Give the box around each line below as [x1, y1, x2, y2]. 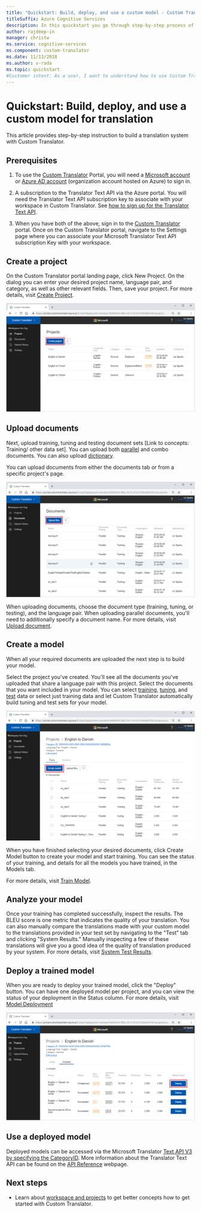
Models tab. [6, 865, 36, 873]
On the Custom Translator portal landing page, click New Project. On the [6, 272, 184, 279]
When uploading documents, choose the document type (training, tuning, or [6, 603, 194, 610]
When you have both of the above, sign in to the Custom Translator [14, 220, 181, 227]
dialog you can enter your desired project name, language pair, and [6, 278, 172, 285]
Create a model [6, 640, 65, 650]
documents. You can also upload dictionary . [6, 452, 115, 459]
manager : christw [6, 35, 50, 41]
